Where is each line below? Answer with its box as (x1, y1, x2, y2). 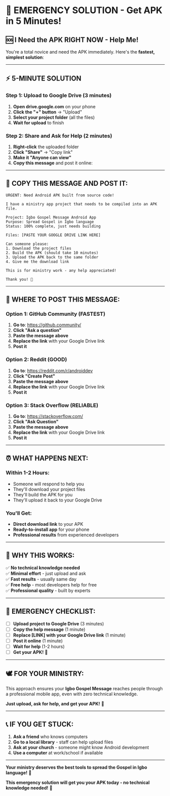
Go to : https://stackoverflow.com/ (13, 413, 83, 420)
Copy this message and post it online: (13, 159, 93, 166)
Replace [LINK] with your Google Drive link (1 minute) (13, 632, 126, 638)
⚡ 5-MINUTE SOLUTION (6, 74, 82, 83)
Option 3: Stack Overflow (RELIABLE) (6, 402, 99, 409)
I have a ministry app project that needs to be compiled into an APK (6, 201, 157, 206)
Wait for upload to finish (13, 119, 65, 125)
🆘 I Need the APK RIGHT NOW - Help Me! (6, 35, 139, 44)
